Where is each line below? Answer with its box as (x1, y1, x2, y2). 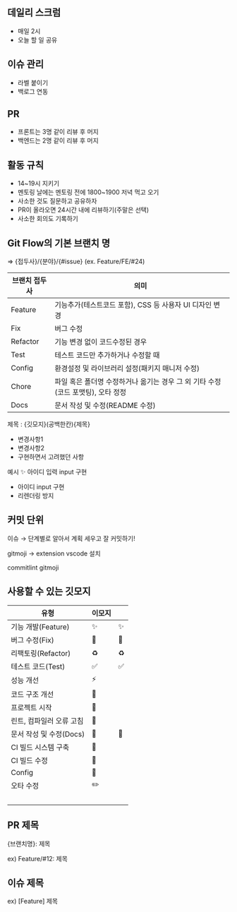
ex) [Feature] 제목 (7, 897, 59, 906)
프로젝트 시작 (11, 702, 52, 712)
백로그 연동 (17, 87, 49, 95)
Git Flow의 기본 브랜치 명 (7, 237, 111, 249)
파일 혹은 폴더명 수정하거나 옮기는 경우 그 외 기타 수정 (54, 377, 221, 387)
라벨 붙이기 (17, 78, 49, 87)
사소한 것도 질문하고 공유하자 (17, 197, 97, 205)
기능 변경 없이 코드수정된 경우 (54, 337, 147, 347)
